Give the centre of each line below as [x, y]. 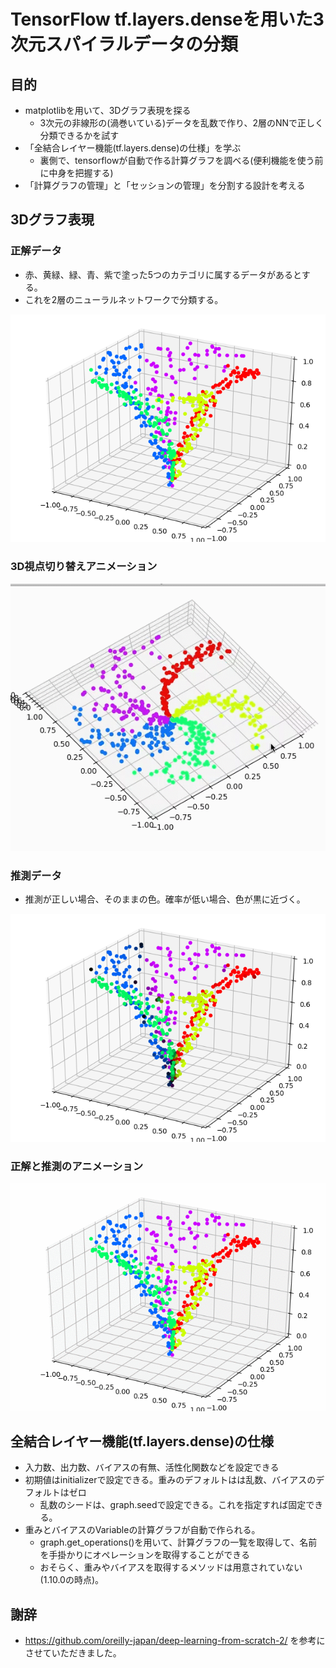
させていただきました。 [73, 1653]
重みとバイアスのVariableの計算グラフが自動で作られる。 [142, 1530]
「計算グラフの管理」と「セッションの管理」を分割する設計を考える [165, 185]
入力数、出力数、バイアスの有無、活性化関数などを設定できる [152, 1467]
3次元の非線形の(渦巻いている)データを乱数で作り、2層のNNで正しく [182, 123]
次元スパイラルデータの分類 [124, 44]
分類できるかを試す [79, 135]
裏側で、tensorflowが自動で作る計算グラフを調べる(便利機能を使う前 [181, 160]
